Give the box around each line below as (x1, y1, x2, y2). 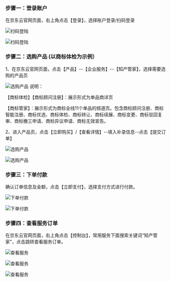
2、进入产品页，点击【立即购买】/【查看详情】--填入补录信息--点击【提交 (5, 128, 162, 135)
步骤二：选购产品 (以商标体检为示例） (5, 53, 98, 60)
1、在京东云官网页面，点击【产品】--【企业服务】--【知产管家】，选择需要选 (5, 66, 166, 72)
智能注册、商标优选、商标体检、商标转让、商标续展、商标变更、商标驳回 (5, 111, 158, 118)
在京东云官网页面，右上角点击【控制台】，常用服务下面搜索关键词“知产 (5, 232, 154, 238)
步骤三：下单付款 (5, 171, 48, 178)
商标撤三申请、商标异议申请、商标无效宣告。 (14, 118, 109, 124)
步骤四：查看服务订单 (5, 219, 58, 227)
